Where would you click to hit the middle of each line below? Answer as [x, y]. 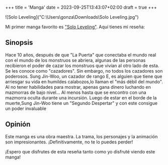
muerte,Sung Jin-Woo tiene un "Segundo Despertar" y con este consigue [81, 103]
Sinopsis [19, 43]
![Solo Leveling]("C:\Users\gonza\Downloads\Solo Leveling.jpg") [72, 17]
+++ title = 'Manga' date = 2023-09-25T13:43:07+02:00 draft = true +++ [81, 7]
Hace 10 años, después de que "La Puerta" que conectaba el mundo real [81, 54]
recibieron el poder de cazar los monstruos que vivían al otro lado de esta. [82, 66]
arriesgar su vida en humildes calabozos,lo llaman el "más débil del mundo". [84, 81]
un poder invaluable [26, 108]
